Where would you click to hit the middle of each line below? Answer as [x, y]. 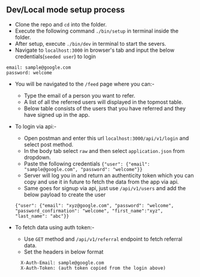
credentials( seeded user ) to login [55, 56]
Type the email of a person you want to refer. [80, 95]
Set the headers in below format [64, 252]
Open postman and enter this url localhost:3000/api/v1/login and [106, 138]
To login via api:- [36, 126]
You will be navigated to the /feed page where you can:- [85, 84]
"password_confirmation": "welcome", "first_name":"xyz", [89, 211]
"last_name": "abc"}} [42, 216]
